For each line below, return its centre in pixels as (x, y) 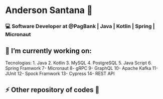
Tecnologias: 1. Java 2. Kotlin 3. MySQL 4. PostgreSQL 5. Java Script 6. (78, 63)
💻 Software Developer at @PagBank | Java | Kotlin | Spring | (80, 26)
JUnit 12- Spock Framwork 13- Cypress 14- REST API (60, 73)
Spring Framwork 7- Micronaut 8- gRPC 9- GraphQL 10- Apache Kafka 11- (81, 68)
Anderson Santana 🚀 (49, 10)
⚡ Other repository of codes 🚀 (52, 90)
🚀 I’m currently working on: (48, 51)
